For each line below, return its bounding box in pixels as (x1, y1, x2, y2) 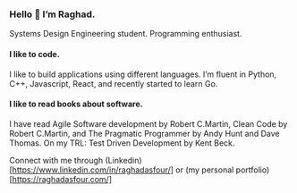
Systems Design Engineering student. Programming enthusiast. (9, 29, 242, 39)
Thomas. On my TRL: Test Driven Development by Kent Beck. (9, 138, 235, 148)
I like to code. (9, 48, 60, 59)
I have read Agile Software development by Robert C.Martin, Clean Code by (9, 118, 288, 129)
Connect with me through (9, 155, 104, 165)
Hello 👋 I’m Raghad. (9, 8, 96, 21)
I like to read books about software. (9, 98, 143, 110)
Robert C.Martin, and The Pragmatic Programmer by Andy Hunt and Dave (9, 128, 280, 138)
